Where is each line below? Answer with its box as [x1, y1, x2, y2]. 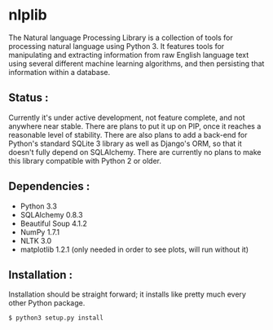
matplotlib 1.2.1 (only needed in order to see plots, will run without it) [20, 244, 249, 254]
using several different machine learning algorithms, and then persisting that [8, 59, 265, 68]
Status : [8, 91, 49, 105]
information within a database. [8, 67, 111, 77]
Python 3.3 [20, 201, 57, 211]
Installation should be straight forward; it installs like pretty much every [8, 289, 247, 299]
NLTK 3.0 [20, 235, 52, 245]
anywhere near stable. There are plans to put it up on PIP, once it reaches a [8, 121, 262, 131]
